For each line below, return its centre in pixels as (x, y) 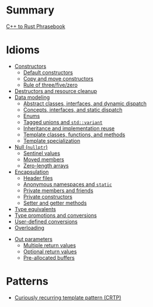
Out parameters (33, 239)
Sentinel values (41, 153)
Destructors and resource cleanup (56, 91)
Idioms (23, 50)
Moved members (44, 159)
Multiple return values (49, 245)
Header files (38, 178)
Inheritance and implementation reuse (69, 128)
